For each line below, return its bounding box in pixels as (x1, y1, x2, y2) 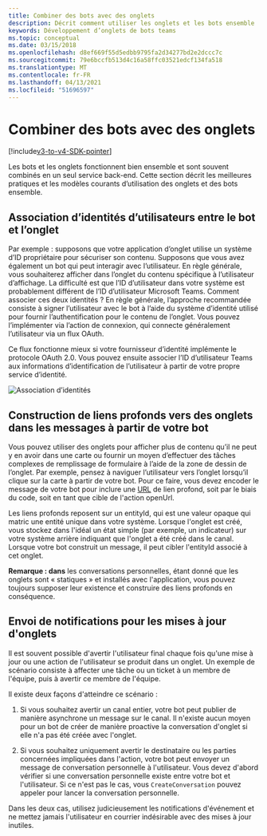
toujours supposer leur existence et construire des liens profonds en (8, 583, 233, 593)
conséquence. (8, 591, 56, 601)
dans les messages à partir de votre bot (8, 420, 209, 435)
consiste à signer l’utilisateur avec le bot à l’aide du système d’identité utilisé (8, 304, 259, 313)
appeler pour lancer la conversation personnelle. (19, 787, 180, 798)
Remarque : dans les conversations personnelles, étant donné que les (8, 566, 239, 575)
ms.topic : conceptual (8, 34, 80, 42)
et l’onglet (8, 223, 60, 236)
